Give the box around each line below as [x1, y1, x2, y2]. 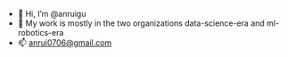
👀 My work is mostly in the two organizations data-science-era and [17, 18, 265, 28]
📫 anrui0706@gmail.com [17, 37, 112, 48]
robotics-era [17, 28, 64, 37]
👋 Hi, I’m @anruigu [17, 9, 86, 19]
